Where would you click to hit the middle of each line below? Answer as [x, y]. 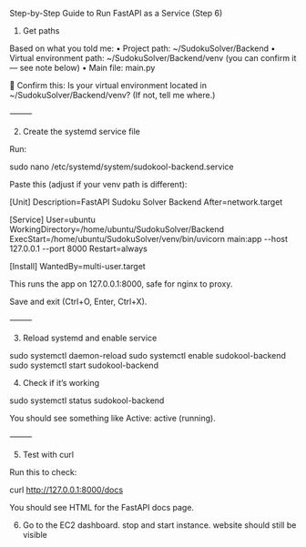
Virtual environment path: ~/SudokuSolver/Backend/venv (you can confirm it [153, 58]
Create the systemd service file [82, 132]
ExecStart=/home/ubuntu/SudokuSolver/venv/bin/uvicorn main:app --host [149, 239]
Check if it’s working [61, 383]
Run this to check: [43, 472]
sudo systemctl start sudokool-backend [84, 365]
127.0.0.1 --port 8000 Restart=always [78, 248]
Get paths [41, 30]
